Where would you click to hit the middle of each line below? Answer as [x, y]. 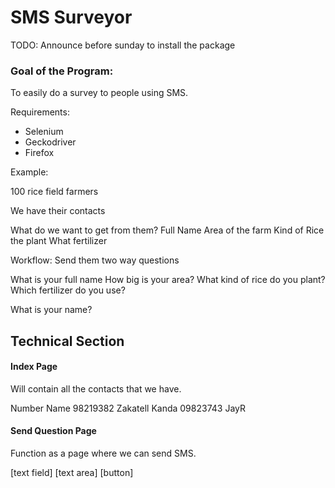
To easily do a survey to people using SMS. [99, 93]
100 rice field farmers [54, 192]
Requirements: [40, 112]
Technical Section [67, 341]
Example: [29, 172]
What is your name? [51, 310]
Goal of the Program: [62, 71]
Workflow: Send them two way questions [95, 260]
